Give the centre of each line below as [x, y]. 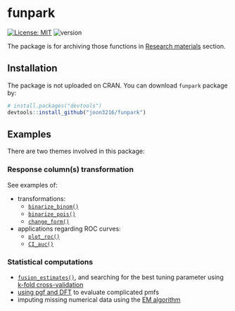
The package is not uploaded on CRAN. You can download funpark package [118, 85]
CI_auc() [41, 244]
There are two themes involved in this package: [76, 151]
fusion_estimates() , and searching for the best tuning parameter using [120, 277]
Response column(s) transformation [70, 169]
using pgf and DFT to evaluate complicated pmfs [88, 292]
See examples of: [32, 185]
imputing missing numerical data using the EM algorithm [99, 299]
